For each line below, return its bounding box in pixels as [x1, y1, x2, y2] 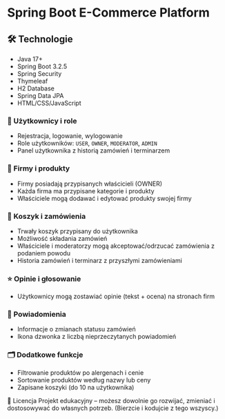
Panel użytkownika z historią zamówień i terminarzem [17, 146, 170, 155]
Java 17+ [17, 55, 43, 63]
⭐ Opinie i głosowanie [7, 274, 81, 284]
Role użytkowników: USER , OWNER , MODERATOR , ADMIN [17, 139, 157, 148]
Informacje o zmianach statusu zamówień [17, 325, 136, 333]
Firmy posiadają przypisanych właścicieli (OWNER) [17, 179, 163, 188]
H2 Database [17, 84, 55, 92]
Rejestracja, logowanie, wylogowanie [17, 132, 123, 140]
